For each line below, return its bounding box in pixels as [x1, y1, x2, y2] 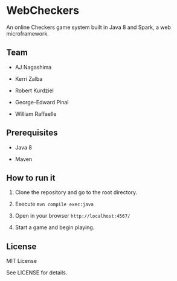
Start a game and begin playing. [14, 224, 95, 231]
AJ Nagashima [14, 63, 52, 71]
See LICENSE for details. [6, 269, 68, 276]
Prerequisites [6, 128, 58, 138]
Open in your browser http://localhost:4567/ [14, 212, 130, 219]
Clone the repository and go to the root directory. [14, 189, 138, 196]
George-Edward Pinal [14, 98, 69, 106]
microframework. [6, 30, 50, 37]
